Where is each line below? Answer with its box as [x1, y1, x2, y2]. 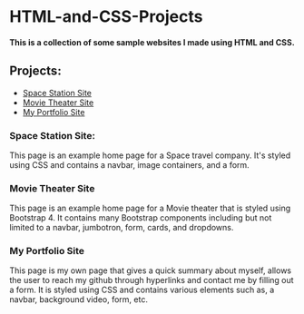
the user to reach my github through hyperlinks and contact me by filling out [9, 275, 294, 286]
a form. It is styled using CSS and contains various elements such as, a [9, 284, 275, 296]
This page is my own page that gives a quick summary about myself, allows [9, 265, 292, 276]
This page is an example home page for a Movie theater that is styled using [9, 202, 291, 214]
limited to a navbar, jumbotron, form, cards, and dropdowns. [9, 222, 234, 233]
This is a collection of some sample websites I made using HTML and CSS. [9, 36, 295, 47]
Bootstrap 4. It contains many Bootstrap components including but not [9, 212, 272, 223]
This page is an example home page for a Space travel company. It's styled [9, 150, 291, 161]
